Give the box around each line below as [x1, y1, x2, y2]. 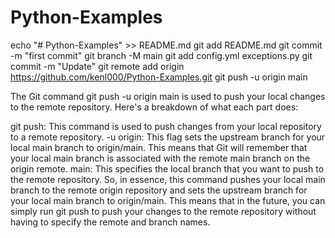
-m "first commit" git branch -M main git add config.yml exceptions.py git [10, 49, 313, 61]
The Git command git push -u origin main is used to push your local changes [10, 90, 326, 102]
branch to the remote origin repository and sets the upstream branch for [10, 184, 308, 196]
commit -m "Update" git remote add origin [10, 60, 185, 72]
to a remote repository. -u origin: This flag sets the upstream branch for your [10, 131, 326, 143]
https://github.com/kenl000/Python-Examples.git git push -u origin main [10, 71, 308, 83]
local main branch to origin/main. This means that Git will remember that [10, 141, 308, 153]
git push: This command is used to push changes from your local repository [10, 120, 322, 132]
